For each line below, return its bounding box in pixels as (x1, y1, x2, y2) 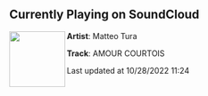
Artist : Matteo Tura (66, 30, 137, 41)
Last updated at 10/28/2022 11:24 (66, 65, 190, 76)
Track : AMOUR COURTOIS (66, 48, 165, 59)
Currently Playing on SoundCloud (9, 7, 200, 22)
